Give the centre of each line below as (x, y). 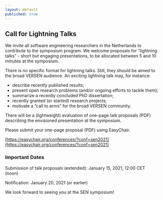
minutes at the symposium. (32, 61)
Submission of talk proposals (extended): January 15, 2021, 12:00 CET (75, 168)
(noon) (12, 173)
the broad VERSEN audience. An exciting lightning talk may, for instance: (78, 76)
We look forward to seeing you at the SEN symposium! (60, 192)
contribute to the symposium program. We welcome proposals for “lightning (81, 51)
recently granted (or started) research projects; (59, 101)
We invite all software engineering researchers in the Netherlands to (73, 46)
